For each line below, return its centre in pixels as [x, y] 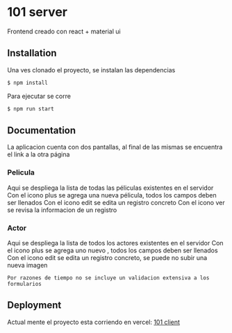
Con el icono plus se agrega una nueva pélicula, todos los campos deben [112, 195]
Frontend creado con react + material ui [64, 31]
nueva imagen [27, 265]
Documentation [42, 130]
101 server [38, 12]
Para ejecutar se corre [39, 96]
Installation [32, 53]
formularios [24, 284]
